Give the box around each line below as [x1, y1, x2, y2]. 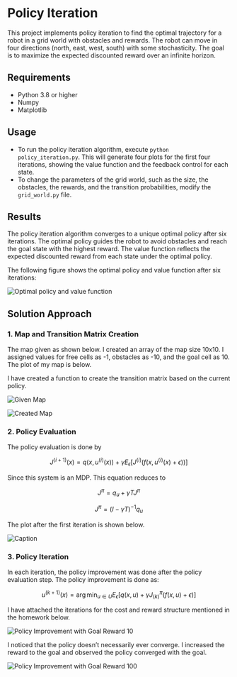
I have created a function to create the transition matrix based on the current [7, 374, 231, 382]
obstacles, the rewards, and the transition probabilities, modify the [17, 182, 212, 191]
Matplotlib [17, 105, 47, 114]
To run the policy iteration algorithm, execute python [17, 145, 170, 153]
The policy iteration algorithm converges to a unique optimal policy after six [7, 229, 227, 238]
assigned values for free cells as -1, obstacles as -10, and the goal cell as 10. [7, 353, 230, 361]
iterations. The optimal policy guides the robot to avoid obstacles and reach [7, 237, 228, 246]
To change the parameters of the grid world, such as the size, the [17, 175, 209, 184]
